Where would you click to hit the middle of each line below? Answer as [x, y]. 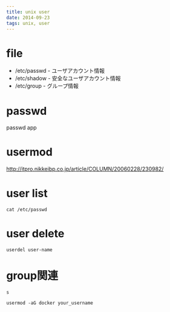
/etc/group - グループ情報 [47, 86]
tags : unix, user [28, 23]
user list [27, 193]
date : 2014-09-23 [28, 18]
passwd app [22, 127]
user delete [35, 234]
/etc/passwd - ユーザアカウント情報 [60, 71]
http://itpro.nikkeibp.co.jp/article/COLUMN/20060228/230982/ [85, 169]
